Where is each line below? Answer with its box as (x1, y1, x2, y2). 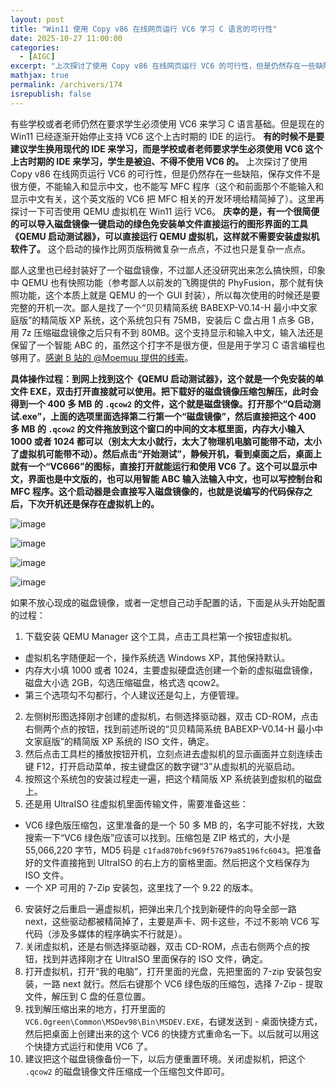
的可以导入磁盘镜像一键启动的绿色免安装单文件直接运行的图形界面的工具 (10, 217, 308, 230)
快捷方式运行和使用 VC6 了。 (33, 1040, 153, 1052)
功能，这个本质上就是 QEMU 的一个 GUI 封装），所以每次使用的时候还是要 (18, 289, 321, 301)
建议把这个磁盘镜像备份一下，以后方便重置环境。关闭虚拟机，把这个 (24, 1052, 306, 1065)
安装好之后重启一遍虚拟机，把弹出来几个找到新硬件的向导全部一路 (24, 902, 297, 915)
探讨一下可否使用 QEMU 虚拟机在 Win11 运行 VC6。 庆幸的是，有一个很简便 (10, 205, 320, 217)
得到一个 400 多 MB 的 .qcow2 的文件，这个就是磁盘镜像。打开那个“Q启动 (10, 397, 312, 410)
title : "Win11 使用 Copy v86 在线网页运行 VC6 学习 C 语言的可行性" (10, 24, 278, 34)
